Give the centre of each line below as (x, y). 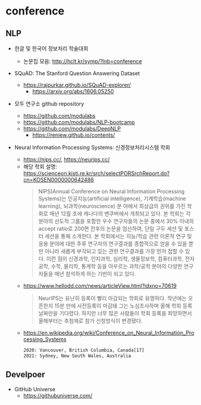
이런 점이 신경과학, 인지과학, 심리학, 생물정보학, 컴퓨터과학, (115, 259)
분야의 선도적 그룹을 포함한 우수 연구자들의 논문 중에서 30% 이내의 (116, 221)
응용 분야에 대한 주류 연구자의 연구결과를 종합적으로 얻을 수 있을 (112, 244)
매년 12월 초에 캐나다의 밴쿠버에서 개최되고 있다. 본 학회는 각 (120, 214)
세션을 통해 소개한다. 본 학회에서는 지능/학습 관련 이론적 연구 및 (118, 236)
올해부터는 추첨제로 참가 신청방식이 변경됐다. (90, 321)
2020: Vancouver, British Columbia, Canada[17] (84, 350)
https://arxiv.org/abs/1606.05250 (73, 91)
